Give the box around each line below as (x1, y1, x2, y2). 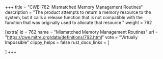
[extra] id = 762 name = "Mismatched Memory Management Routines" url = (5, 29, 159, 35)
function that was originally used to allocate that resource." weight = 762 (5, 20, 152, 25)
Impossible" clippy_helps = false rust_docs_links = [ (5, 39, 109, 45)
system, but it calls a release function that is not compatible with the (5, 15, 143, 20)
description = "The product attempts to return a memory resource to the (5, 9, 151, 15)
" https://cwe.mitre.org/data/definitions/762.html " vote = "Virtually (5, 34, 138, 40)
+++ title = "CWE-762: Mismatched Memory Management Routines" (5, 4, 143, 10)
